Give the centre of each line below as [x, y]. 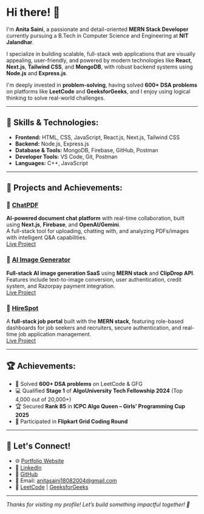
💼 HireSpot [22, 308]
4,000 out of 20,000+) [43, 399]
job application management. [55, 334]
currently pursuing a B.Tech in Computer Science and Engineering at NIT [97, 35]
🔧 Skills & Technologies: [53, 123]
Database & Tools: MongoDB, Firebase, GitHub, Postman [87, 150]
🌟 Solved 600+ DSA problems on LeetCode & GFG [79, 384]
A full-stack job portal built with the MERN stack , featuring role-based [95, 322]
